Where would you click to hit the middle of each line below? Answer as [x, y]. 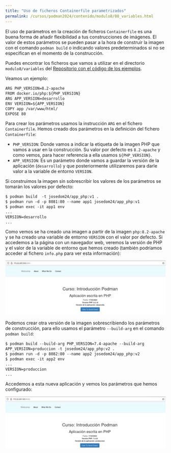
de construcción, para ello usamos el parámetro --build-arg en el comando [85, 328]
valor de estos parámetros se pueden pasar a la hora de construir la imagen [85, 42]
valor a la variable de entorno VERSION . [53, 171]
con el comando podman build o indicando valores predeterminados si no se [85, 47]
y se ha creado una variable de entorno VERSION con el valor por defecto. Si [84, 237]
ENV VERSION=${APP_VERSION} [35, 104]
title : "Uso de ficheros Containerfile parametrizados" [66, 11]
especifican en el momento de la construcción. [54, 53]
